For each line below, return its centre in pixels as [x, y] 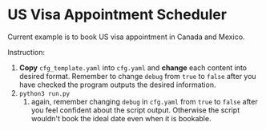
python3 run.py [44, 93]
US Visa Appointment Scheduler [117, 15]
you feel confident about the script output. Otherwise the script [135, 110]
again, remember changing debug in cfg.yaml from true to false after [144, 101]
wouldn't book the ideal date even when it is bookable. [121, 118]
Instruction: [26, 52]
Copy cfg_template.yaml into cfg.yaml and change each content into [133, 67]
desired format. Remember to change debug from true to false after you [138, 76]
